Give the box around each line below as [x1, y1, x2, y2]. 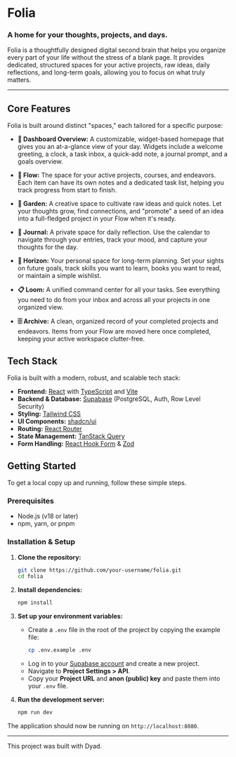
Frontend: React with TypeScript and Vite [17, 388, 138, 396]
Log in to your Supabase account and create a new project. [27, 659, 200, 668]
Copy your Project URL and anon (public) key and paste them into [27, 674, 221, 683]
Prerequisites [7, 496, 54, 506]
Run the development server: [17, 695, 105, 704]
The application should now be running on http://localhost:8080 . [7, 721, 199, 730]
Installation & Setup [7, 537, 76, 547]
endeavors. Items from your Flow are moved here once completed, [17, 327, 211, 336]
